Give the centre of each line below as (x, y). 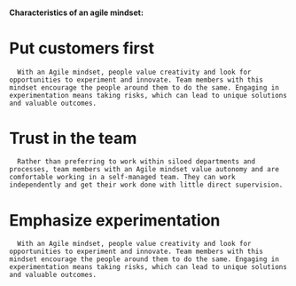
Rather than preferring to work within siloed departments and (136, 162)
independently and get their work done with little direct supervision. (146, 185)
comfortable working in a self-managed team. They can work (123, 178)
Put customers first (82, 48)
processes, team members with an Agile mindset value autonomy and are (144, 170)
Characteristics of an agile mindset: (77, 12)
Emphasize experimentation (115, 220)
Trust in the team (73, 138)
